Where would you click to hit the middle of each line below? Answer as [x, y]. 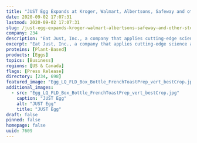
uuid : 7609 [19, 131]
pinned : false [23, 120]
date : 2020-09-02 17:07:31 [39, 17]
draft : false [22, 114]
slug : [13, 28]
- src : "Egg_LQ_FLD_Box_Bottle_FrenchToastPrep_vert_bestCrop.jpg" [96, 93]
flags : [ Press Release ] [35, 71]
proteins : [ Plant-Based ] [36, 50]
